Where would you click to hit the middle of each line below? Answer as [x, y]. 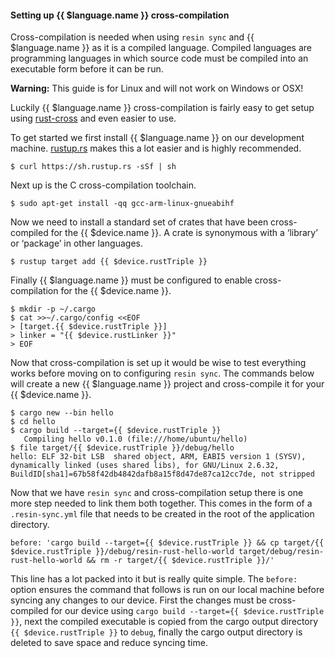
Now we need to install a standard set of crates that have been [139, 222]
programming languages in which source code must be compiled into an [159, 58]
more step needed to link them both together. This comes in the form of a [161, 503]
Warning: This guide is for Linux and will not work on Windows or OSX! [157, 88]
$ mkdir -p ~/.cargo [53, 309]
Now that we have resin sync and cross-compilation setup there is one [157, 493]
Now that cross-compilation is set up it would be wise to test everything [158, 363]
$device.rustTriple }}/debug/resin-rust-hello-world [122, 552]
